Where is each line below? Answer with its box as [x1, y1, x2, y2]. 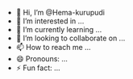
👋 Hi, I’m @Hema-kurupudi [15, 8, 105, 17]
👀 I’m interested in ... [15, 16, 85, 26]
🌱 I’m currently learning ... [15, 25, 102, 34]
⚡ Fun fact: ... [15, 63, 60, 73]
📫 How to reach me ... [15, 43, 91, 52]
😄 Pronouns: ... [15, 54, 69, 64]
